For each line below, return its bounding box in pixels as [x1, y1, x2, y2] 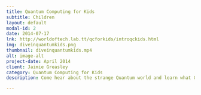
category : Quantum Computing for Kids [6, 69, 103, 75]
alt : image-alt [6, 53, 44, 59]
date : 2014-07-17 [6, 31, 50, 37]
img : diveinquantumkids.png [6, 42, 77, 48]
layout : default [6, 20, 47, 26]
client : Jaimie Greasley [6, 64, 68, 70]
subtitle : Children [6, 14, 55, 20]
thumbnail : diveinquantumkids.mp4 [6, 47, 93, 53]
